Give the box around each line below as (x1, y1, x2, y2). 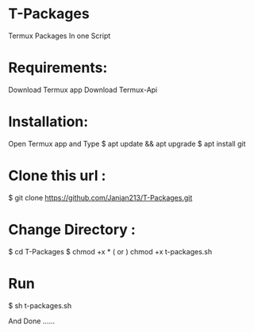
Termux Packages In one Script (8, 31, 111, 40)
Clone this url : (8, 167, 106, 185)
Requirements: (8, 59, 108, 77)
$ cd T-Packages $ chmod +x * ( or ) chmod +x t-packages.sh (8, 246, 213, 256)
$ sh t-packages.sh (8, 300, 72, 310)
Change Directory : (8, 220, 137, 239)
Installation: (8, 113, 89, 131)
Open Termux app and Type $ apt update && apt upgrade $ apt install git (8, 139, 246, 148)
